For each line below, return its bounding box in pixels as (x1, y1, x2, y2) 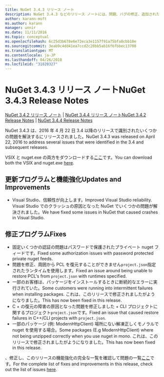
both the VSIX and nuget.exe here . (5, 160, 75, 166)
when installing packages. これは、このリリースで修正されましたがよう (12, 291, 155, 297)
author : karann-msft (5, 16, 47, 21)
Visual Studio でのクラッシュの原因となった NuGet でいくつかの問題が (12, 203, 154, 209)
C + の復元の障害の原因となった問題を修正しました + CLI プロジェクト (12, 303, 154, 309)
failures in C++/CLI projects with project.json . (12, 315, 106, 321)
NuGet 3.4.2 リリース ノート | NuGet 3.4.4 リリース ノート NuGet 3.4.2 (5, 112, 146, 118)
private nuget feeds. (12, 256, 53, 261)
